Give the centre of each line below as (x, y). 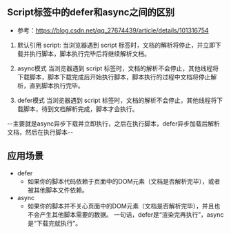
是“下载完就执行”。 (54, 223)
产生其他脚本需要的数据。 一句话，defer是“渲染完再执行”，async (132, 214)
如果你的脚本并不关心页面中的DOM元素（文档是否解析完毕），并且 (121, 206)
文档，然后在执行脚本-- (40, 132)
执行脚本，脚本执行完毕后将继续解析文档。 (90, 53)
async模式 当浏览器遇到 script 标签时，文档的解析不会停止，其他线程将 (118, 68)
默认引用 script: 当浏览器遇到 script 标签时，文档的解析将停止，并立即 (116, 45)
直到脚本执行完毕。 (57, 86)
